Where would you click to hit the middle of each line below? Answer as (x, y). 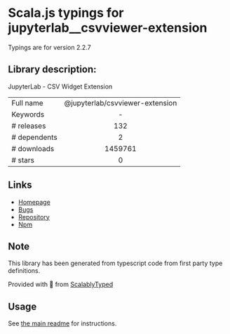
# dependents (35, 137)
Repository (34, 217)
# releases (29, 126)
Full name (28, 103)
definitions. (24, 271)
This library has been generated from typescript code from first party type (115, 263)
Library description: (52, 69)
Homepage (34, 202)
